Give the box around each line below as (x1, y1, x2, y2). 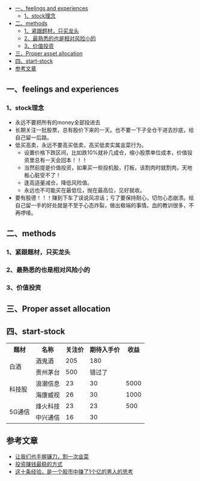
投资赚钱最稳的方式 (14, 460, 63, 468)
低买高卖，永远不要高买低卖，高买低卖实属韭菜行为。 (14, 141, 147, 148)
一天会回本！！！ (44, 156, 88, 163)
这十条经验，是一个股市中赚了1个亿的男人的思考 (14, 468, 133, 475)
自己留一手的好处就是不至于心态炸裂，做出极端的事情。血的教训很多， (14, 201, 189, 209)
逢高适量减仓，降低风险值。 (23, 179, 93, 186)
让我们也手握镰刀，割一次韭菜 (14, 453, 89, 460)
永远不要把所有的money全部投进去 (14, 119, 101, 126)
